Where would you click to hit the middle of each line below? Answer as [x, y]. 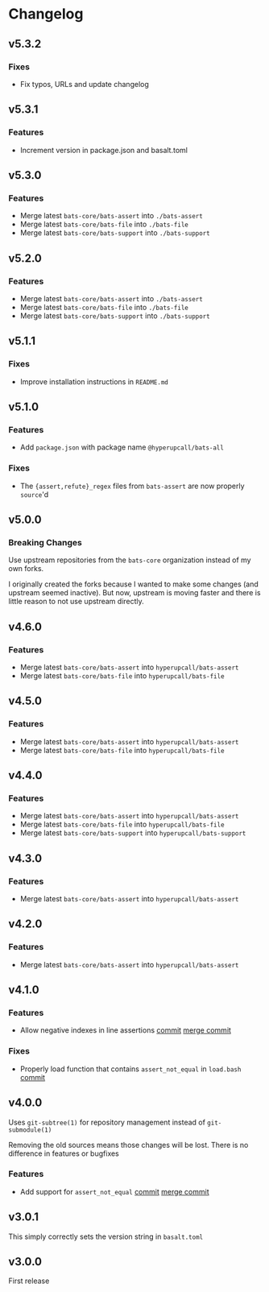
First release [29, 1281]
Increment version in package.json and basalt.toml [103, 150]
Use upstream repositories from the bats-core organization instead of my [130, 560]
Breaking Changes [46, 542]
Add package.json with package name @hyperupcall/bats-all [122, 447]
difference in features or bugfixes [64, 1153]
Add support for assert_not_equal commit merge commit [114, 1191]
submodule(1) [30, 1130]
